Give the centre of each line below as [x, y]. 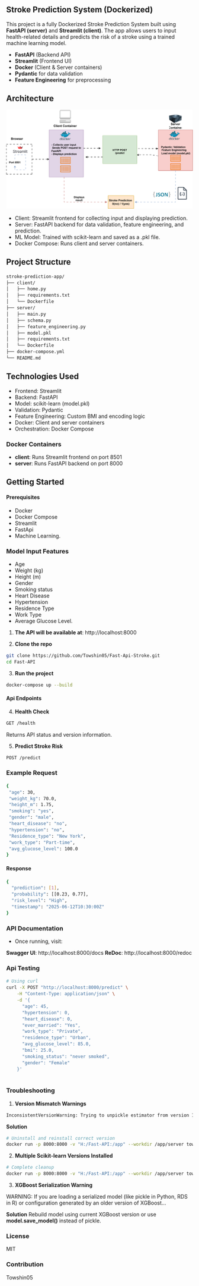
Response [19, 868]
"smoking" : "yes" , [31, 811]
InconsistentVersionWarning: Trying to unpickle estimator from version [98, 1115]
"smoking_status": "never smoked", [66, 1057]
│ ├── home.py [26, 289]
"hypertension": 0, [46, 1013]
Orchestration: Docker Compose [54, 429]
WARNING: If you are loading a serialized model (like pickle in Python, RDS [97, 1197]
